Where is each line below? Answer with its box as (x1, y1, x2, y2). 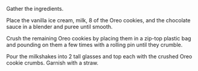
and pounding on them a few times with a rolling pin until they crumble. (6, 42, 183, 48)
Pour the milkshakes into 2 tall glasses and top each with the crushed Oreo (6, 53, 193, 60)
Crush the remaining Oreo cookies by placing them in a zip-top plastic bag (6, 35, 191, 42)
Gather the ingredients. (6, 5, 64, 12)
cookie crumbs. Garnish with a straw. (6, 60, 98, 66)
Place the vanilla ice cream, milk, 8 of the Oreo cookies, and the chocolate (6, 17, 191, 23)
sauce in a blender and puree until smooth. (6, 23, 113, 30)
